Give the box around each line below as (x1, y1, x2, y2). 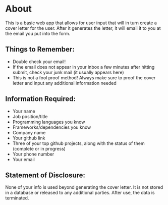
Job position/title (12, 113, 48, 119)
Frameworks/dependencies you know (12, 124, 91, 130)
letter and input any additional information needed (12, 80, 117, 86)
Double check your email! (12, 59, 66, 65)
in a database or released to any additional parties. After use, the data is (5, 190, 155, 196)
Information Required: (5, 94, 76, 104)
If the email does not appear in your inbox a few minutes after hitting (12, 64, 155, 70)
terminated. (5, 195, 29, 201)
